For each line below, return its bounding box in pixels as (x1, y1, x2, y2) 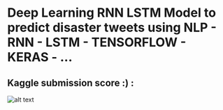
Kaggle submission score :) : (7, 77, 134, 88)
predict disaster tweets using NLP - (7, 19, 217, 36)
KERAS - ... (7, 49, 73, 65)
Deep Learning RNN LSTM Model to (7, 5, 217, 21)
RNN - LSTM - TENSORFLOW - (7, 35, 187, 50)
